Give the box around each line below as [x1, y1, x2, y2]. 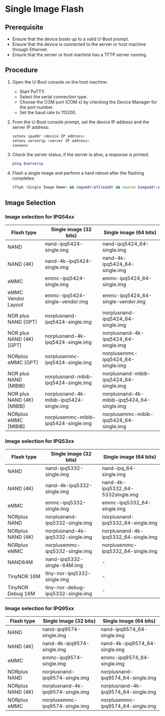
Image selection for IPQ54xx [5, 213, 75, 220]
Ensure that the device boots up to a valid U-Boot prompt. [12, 36, 129, 42]
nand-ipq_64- [102, 465, 136, 472]
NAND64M [7, 559, 33, 566]
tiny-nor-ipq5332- [45, 570, 91, 577]
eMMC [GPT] [7, 359, 38, 366]
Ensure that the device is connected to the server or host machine [12, 41, 146, 47]
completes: [12, 176, 35, 181]
